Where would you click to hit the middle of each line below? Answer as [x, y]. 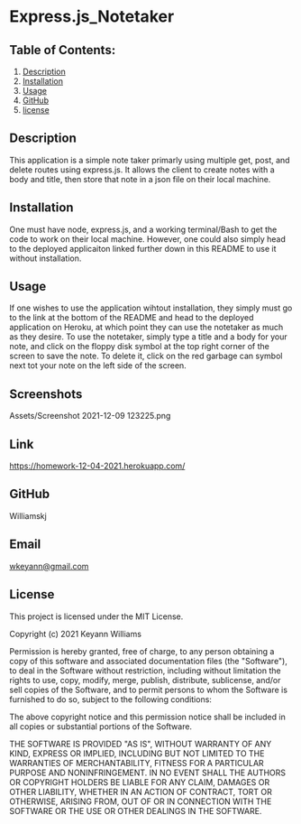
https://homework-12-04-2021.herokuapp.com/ [97, 466]
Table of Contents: [63, 50]
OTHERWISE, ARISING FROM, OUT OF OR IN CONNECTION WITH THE [141, 801]
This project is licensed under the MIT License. [96, 616]
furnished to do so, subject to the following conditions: [110, 699]
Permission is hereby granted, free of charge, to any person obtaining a [142, 651]
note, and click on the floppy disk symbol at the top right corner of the [140, 347]
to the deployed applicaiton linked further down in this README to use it [143, 248]
